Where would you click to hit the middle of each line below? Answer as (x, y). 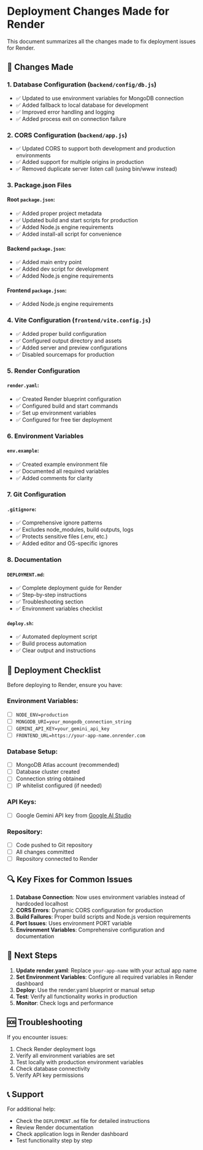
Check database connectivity (53, 1068)
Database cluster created (48, 772)
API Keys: (22, 802)
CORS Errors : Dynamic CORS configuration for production (89, 911)
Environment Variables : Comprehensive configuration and (90, 930)
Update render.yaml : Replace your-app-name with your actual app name (106, 970)
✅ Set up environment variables (56, 413)
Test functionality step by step (54, 1141)
